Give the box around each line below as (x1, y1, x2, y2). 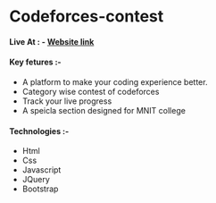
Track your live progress (21, 96, 112, 106)
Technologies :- (9, 125, 70, 136)
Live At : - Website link (9, 36, 95, 47)
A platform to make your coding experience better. (21, 76, 208, 87)
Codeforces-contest (9, 6, 164, 27)
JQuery (21, 174, 51, 185)
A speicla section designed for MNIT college (21, 105, 186, 115)
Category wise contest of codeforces (21, 86, 160, 97)
